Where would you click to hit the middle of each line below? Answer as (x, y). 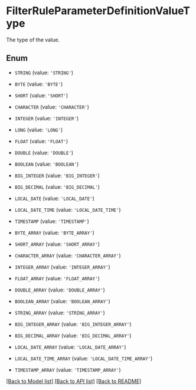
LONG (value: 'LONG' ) (39, 130)
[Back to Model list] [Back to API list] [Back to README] (74, 381)
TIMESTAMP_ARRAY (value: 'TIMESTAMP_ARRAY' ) (68, 369)
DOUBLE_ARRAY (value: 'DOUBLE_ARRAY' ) (60, 290)
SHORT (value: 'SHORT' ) (41, 95)
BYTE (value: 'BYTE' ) (39, 84)
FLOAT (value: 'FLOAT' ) (41, 141)
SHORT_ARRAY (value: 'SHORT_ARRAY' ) (57, 244)
